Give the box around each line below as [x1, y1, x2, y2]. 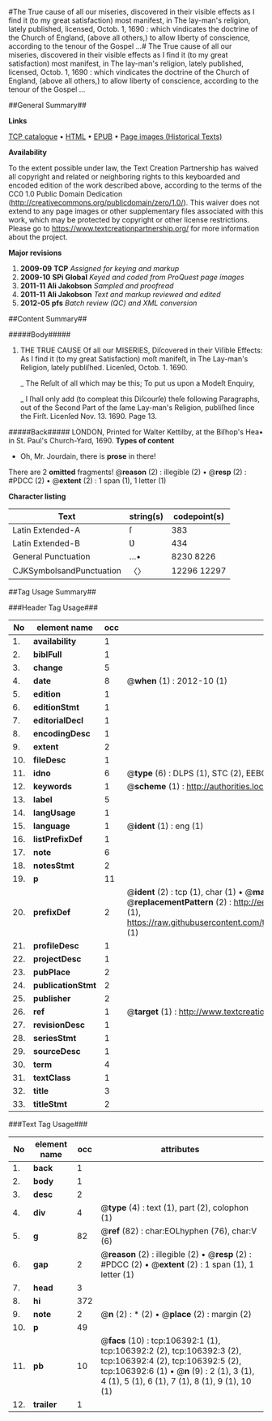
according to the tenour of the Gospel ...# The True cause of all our [8, 41, 232, 51]
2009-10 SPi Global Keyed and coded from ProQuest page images [19, 272, 244, 282]
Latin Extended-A [12, 525, 81, 535]
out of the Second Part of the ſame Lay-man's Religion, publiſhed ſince [19, 403, 255, 412]
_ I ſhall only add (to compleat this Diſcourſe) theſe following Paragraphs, [19, 394, 261, 404]
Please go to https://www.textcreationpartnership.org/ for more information [8, 223, 260, 233]
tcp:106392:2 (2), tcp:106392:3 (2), [100, 1345, 242, 1356]
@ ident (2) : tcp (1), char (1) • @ [126, 887, 253, 897]
